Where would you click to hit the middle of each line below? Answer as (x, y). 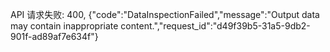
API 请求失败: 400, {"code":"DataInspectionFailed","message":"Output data (165, 14)
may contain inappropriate (64, 26)
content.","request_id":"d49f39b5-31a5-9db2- (215, 26)
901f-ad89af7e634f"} (54, 36)
